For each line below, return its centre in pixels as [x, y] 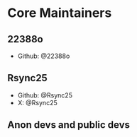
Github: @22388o [44, 56]
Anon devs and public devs [68, 125]
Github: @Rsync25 [45, 95]
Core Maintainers [60, 13]
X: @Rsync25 [38, 102]
